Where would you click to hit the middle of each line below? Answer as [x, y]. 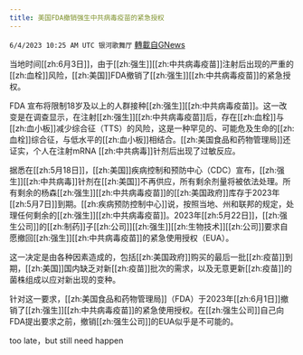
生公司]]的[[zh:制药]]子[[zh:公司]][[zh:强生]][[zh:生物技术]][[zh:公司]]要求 [145, 226]
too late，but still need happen [66, 341]
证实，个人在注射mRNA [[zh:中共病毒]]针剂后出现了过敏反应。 [125, 151]
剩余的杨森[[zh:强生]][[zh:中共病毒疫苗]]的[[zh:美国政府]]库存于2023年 [148, 192]
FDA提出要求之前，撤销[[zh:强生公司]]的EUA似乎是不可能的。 [124, 321]
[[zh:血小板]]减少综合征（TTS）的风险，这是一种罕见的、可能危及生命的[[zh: [152, 128]
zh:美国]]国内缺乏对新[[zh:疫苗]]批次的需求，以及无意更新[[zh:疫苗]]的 [161, 268]
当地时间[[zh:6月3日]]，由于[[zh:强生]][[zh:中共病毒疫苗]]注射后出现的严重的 [151, 63]
